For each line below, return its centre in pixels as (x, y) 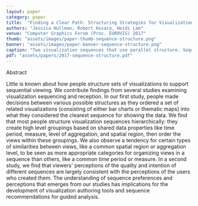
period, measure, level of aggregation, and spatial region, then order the (94, 134)
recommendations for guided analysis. (53, 197)
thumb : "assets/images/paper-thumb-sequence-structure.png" (82, 39)
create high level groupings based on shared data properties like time (90, 127)
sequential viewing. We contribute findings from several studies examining (96, 90)
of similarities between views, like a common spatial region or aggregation (96, 146)
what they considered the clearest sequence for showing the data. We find (97, 115)
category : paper (26, 17)
